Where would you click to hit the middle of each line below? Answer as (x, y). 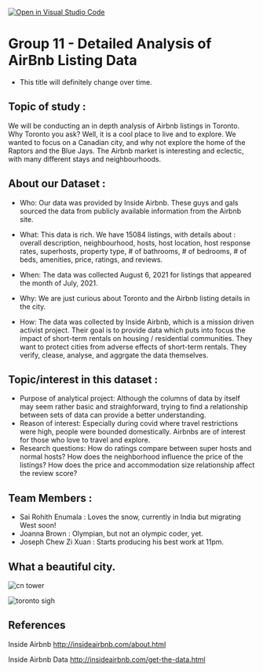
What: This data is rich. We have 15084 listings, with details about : (128, 234)
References (37, 625)
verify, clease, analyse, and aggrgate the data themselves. (114, 355)
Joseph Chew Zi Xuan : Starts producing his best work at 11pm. (122, 542)
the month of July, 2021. (58, 283)
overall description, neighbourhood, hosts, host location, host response (135, 242)
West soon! (38, 525)
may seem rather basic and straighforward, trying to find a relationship (134, 407)
